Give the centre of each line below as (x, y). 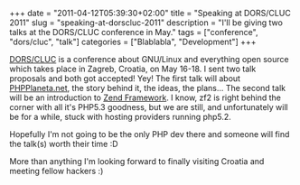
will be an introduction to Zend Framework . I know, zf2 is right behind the (145, 97)
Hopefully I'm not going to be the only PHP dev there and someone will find (150, 134)
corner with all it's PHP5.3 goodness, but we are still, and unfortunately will (149, 107)
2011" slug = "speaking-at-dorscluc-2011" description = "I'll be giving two (146, 23)
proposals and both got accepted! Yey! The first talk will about (125, 79)
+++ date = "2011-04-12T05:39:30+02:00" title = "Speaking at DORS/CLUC (150, 13)
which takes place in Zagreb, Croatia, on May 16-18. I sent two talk (133, 69)
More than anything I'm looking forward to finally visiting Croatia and (137, 161)
